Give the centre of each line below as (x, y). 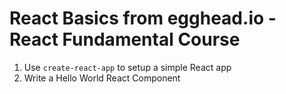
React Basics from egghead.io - (143, 18)
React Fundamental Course (125, 39)
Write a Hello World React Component (102, 78)
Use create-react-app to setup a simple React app (127, 67)
